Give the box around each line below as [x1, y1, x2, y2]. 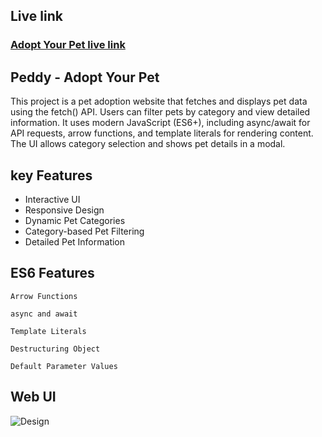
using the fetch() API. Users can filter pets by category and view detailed [10, 106, 311, 118]
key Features [10, 167, 93, 184]
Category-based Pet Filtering [24, 225, 145, 237]
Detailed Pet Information [24, 235, 126, 248]
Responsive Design [24, 204, 105, 216]
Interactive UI [24, 193, 81, 205]
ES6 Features [10, 265, 95, 282]
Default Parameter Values [10, 361, 118, 371]
